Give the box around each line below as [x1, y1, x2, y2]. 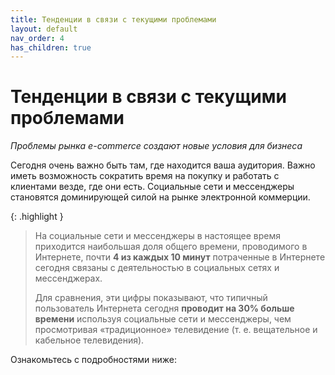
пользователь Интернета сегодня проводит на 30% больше [34, 302, 295, 315]
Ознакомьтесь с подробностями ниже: [10, 354, 177, 366]
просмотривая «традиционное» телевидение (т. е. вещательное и [34, 324, 318, 336]
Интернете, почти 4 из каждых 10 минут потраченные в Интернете [34, 251, 326, 263]
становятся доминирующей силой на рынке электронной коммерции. [10, 191, 311, 203]
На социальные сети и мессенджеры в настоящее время [34, 230, 282, 242]
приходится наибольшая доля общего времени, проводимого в [34, 241, 308, 253]
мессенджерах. [34, 272, 103, 285]
